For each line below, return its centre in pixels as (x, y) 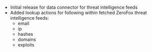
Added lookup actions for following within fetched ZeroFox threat (78, 13)
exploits (26, 45)
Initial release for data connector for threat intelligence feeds (74, 7)
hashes (25, 34)
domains (27, 39)
